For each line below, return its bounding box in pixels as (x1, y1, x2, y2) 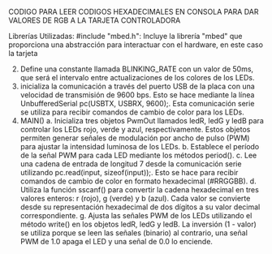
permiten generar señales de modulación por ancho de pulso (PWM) (19, 133, 250, 143)
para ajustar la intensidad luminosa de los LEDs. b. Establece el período (19, 142, 260, 151)
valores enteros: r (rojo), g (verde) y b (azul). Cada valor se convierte (19, 194, 251, 203)
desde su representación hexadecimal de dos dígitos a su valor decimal (19, 202, 261, 212)
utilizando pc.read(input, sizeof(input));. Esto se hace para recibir (19, 168, 239, 177)
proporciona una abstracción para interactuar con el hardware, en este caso (8, 40, 264, 50)
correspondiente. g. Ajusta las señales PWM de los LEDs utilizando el (19, 211, 253, 220)
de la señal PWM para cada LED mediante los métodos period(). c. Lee (19, 150, 257, 160)
